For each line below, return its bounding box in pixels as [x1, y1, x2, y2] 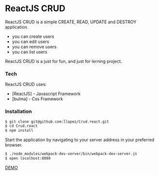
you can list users [12, 49, 47, 55]
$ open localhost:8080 [5, 156, 51, 161]
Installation [5, 108, 32, 115]
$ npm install [5, 128, 34, 133]
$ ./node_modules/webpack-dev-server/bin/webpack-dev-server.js [5, 151, 137, 157]
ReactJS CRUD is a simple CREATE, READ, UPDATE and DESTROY [5, 19, 137, 25]
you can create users [12, 33, 55, 39]
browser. [5, 142, 23, 148]
